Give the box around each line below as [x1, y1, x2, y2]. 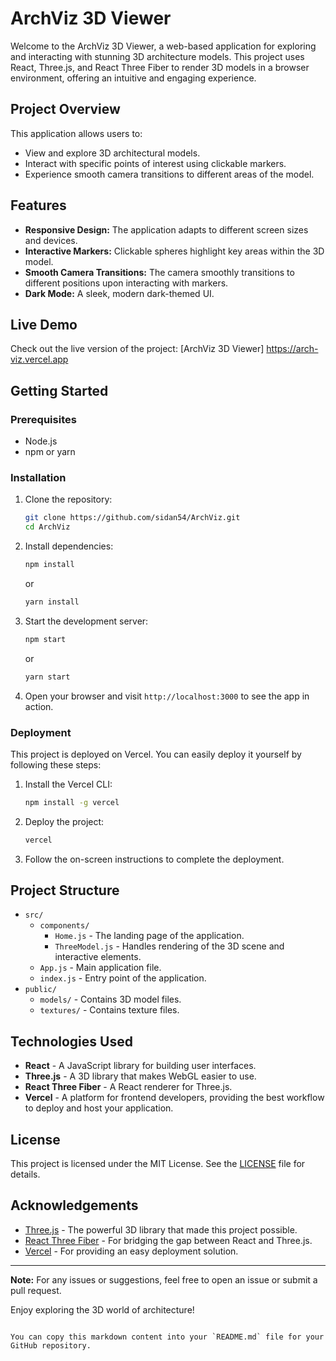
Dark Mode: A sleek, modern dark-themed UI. [24, 287, 215, 299]
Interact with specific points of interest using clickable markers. [24, 157, 287, 169]
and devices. [24, 234, 78, 246]
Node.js [24, 435, 58, 447]
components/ [39, 921, 90, 931]
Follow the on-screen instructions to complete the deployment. [24, 853, 285, 865]
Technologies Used [10, 1033, 133, 1050]
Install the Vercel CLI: [24, 778, 113, 790]
